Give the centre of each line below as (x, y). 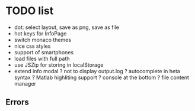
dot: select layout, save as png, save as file (67, 27)
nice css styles (32, 46)
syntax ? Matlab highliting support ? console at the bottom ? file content (101, 77)
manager (25, 83)
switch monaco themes (43, 40)
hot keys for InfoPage (40, 33)
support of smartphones (44, 52)
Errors (17, 102)
